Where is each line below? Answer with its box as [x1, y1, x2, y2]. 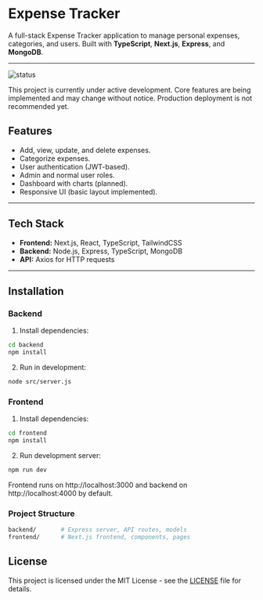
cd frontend [8, 429, 47, 438]
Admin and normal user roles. [19, 170, 115, 180]
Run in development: [19, 362, 86, 372]
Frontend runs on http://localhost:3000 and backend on [8, 480, 188, 489]
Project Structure [8, 507, 75, 518]
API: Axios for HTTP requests [19, 254, 115, 264]
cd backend [8, 341, 44, 349]
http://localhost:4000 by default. [8, 488, 113, 498]
